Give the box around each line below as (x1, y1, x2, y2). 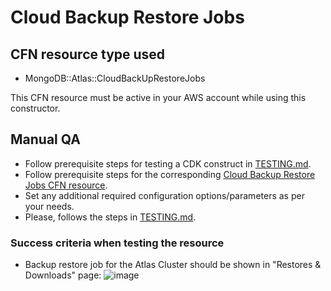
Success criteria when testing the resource (10, 236, 225, 250)
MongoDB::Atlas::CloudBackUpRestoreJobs (24, 72, 206, 84)
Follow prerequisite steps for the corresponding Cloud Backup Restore (24, 168, 316, 180)
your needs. (24, 200, 75, 212)
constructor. (10, 102, 61, 114)
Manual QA (10, 131, 81, 148)
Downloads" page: (24, 269, 102, 281)
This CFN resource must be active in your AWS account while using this (10, 92, 307, 103)
